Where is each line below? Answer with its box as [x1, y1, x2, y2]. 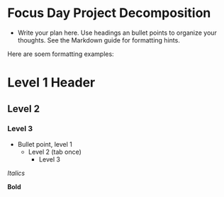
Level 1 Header [7, 74, 96, 91]
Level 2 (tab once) [28, 147, 82, 156]
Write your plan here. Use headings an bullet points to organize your [17, 28, 218, 37]
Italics [7, 169, 26, 177]
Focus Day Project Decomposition [7, 5, 211, 21]
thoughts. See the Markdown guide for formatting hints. [17, 35, 181, 44]
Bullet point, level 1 [17, 140, 72, 148]
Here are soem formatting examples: [7, 50, 115, 58]
